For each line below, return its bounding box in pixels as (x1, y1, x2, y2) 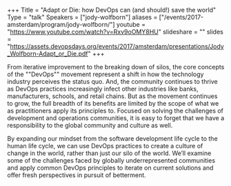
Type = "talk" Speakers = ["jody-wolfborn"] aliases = (7, 13, 158, 21)
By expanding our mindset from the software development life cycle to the (7, 135, 219, 143)
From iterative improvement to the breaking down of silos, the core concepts (7, 63, 225, 71)
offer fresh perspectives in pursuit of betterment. (7, 171, 146, 179)
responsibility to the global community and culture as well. (7, 121, 173, 129)
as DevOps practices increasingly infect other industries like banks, (7, 85, 199, 93)
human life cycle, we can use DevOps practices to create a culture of (7, 142, 203, 150)
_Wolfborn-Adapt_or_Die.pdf (7, 49, 88, 58)
